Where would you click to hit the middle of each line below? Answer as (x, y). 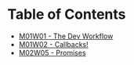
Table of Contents (67, 14)
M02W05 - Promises (53, 52)
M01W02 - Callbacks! (53, 44)
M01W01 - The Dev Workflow (66, 36)
